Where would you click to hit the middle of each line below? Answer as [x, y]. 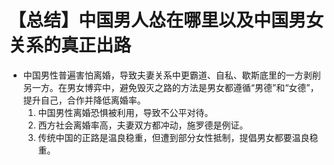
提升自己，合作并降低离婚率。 [84, 100]
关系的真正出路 [70, 45]
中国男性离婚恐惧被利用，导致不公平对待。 [125, 112]
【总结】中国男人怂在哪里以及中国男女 [166, 20]
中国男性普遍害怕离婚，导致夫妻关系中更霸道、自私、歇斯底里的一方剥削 [171, 75]
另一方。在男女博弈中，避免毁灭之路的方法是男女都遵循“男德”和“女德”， [171, 87]
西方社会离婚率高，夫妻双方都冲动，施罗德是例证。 [143, 125]
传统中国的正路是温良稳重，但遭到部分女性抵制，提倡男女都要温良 [173, 137]
